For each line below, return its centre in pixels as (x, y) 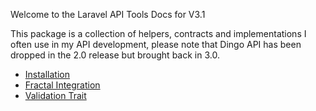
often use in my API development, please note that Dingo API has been (156, 44)
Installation (47, 74)
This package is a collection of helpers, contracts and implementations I (158, 33)
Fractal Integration (62, 85)
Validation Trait (55, 95)
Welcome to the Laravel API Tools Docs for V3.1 (108, 14)
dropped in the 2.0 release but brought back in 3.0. (115, 55)
